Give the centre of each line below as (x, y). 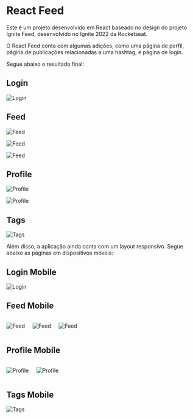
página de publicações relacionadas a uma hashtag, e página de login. (95, 52)
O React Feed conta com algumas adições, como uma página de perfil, (95, 46)
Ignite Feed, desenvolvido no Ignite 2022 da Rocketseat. (77, 33)
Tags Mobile (30, 395)
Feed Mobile (30, 306)
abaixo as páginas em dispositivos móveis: (60, 253)
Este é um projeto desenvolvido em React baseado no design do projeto (97, 27)
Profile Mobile (33, 350)
